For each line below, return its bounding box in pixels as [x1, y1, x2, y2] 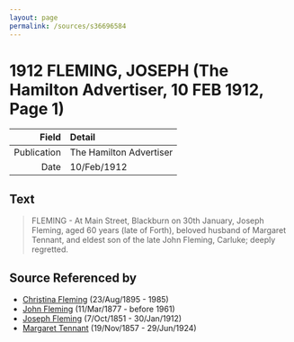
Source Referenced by [9, 270, 138, 285]
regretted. [31, 244, 69, 255]
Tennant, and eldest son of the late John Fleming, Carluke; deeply [31, 235, 276, 246]
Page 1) [9, 98, 65, 119]
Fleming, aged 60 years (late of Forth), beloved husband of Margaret [31, 225, 287, 236]
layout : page [9, 13, 58, 22]
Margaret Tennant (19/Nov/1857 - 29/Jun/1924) [22, 323, 197, 334]
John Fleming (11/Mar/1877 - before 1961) [22, 303, 175, 315]
